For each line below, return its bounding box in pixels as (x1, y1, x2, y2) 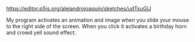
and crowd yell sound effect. (6, 29, 76, 36)
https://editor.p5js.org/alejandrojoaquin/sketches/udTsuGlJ (6, 5, 151, 12)
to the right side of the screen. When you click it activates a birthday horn (6, 23, 187, 30)
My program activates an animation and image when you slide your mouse (6, 17, 190, 23)
